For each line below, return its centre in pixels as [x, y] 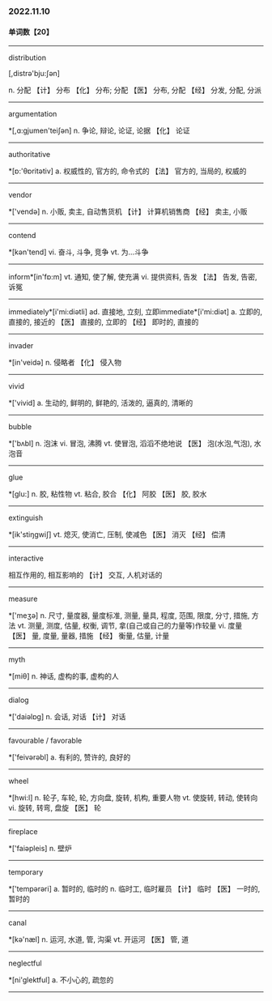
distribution [28, 58]
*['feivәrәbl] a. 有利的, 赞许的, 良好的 [70, 757]
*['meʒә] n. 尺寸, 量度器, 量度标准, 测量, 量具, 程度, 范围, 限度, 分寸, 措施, [129, 616]
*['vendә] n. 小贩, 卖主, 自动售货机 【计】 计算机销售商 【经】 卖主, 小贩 [128, 211]
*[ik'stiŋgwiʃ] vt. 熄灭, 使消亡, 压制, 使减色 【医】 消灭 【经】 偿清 [117, 535]
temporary [26, 872]
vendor [20, 195]
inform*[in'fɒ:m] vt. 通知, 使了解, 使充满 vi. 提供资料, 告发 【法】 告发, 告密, [133, 277]
